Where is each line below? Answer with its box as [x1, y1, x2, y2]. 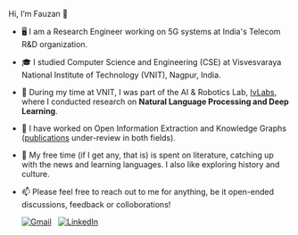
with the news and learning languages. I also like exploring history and [21, 159, 280, 169]
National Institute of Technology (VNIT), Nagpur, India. [21, 69, 221, 80]
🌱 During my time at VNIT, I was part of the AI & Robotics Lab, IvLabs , [21, 87, 277, 97]
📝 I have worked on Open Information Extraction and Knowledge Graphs [21, 123, 287, 134]
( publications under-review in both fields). [21, 133, 176, 142]
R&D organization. [21, 39, 88, 49]
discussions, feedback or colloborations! [21, 199, 171, 209]
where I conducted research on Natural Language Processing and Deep [21, 96, 289, 107]
